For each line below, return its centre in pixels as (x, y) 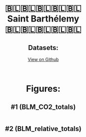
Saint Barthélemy (43, 19)
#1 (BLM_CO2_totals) (43, 107)
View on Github (43, 59)
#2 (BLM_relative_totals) (43, 129)
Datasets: (43, 47)
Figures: (43, 89)
